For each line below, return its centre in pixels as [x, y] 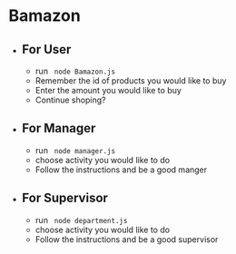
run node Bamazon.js [75, 71]
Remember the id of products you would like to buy [131, 81]
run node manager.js [75, 150]
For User [46, 49]
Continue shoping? [70, 100]
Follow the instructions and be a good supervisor [127, 239]
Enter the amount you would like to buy [108, 90]
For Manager [59, 128]
